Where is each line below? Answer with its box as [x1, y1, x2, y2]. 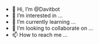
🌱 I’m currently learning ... [11, 18, 76, 25]
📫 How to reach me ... [11, 32, 68, 38]
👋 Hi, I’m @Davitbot [11, 6, 60, 12]
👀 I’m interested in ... [11, 12, 63, 19]
